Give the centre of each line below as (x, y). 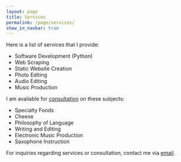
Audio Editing (31, 81)
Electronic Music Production (49, 135)
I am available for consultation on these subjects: (65, 99)
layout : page (22, 11)
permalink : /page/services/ (41, 22)
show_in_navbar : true (33, 28)
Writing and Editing (38, 129)
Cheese (24, 117)
